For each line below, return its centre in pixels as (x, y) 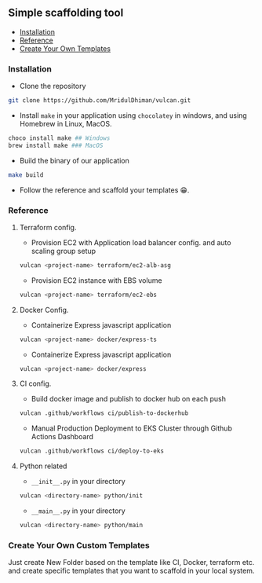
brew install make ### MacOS (56, 145)
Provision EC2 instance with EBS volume (96, 280)
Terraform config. (48, 227)
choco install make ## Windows (59, 138)
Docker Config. (44, 310)
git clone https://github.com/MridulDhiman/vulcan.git (100, 101)
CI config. (35, 383)
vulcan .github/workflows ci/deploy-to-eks (92, 451)
